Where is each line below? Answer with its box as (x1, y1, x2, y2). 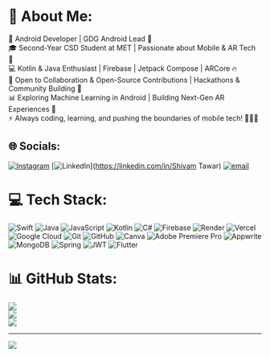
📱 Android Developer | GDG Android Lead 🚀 (8, 34, 153, 43)
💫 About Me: (8, 7, 93, 26)
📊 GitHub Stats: (8, 269, 118, 288)
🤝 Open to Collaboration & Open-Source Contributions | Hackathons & (8, 75, 240, 84)
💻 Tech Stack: (8, 191, 108, 208)
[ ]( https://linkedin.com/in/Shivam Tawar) (51, 161, 222, 170)
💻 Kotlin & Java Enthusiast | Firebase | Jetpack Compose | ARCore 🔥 (8, 64, 238, 73)
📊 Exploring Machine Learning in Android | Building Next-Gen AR (8, 92, 225, 102)
